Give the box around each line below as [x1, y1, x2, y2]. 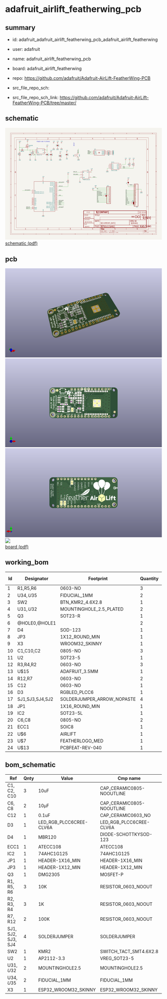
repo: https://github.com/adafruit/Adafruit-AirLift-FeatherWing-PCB [12, 75, 151, 81]
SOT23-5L [60, 710, 83, 716]
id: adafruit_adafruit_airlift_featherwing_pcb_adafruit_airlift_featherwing [12, 36, 158, 42]
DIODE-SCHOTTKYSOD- [100, 832, 153, 837]
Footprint [88, 575, 108, 581]
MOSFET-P [100, 871, 124, 877]
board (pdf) [5, 543, 29, 549]
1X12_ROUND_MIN [60, 634, 100, 640]
